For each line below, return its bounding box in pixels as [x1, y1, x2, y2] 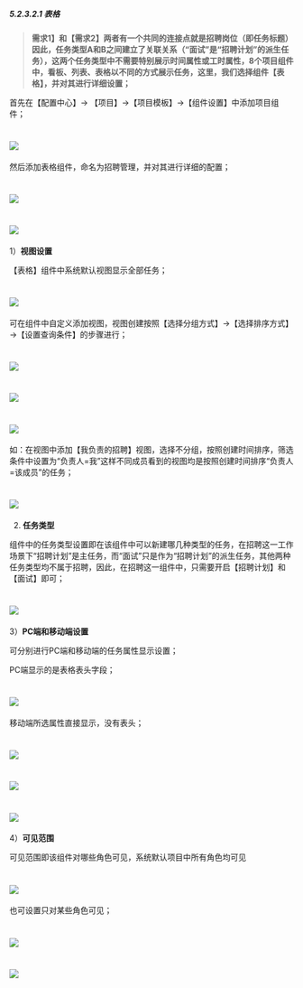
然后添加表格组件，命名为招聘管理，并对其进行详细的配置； [9, 161, 231, 172]
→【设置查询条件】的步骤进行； [9, 329, 128, 340]
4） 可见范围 [9, 833, 55, 844]
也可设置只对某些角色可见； [9, 905, 113, 916]
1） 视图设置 [9, 246, 52, 256]
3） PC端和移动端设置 [9, 626, 89, 637]
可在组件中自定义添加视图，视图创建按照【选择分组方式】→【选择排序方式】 [9, 317, 294, 329]
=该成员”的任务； [9, 467, 74, 478]
